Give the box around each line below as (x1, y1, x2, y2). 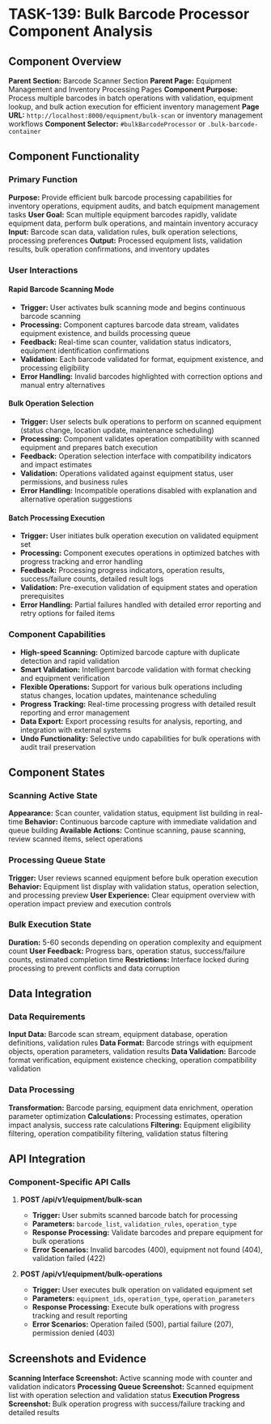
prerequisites (19, 592, 65, 601)
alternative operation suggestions (19, 494, 133, 504)
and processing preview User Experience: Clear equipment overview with (8, 890, 256, 900)
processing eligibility (19, 363, 90, 372)
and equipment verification (19, 673, 111, 682)
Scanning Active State (8, 789, 99, 801)
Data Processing (8, 1084, 75, 1095)
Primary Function (8, 174, 78, 185)
